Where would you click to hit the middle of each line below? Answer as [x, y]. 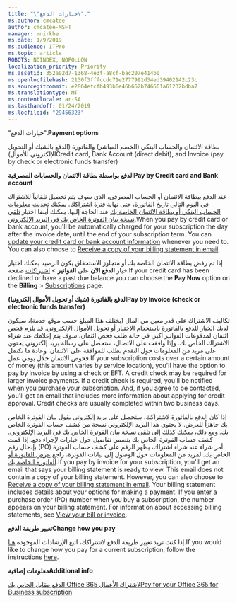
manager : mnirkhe [34, 34]
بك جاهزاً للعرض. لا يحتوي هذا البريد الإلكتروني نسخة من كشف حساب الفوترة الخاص [118, 424]
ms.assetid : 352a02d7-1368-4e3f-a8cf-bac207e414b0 [84, 73]
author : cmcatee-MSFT [40, 27]
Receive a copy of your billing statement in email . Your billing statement [112, 484]
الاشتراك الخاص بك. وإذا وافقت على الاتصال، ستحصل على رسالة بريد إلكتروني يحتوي [119, 343]
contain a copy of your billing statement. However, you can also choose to [116, 477]
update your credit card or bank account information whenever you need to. [119, 241]
